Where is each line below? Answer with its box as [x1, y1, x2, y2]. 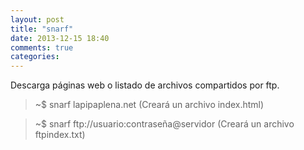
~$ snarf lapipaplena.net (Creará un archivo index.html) [34, 99, 265, 111]
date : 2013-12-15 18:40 [10, 33, 110, 43]
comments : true [10, 42, 74, 53]
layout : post [10, 14, 65, 25]
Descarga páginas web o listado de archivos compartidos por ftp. [10, 79, 280, 91]
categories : [10, 52, 60, 62]
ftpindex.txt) [34, 129, 86, 141]
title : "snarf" [10, 24, 74, 34]
